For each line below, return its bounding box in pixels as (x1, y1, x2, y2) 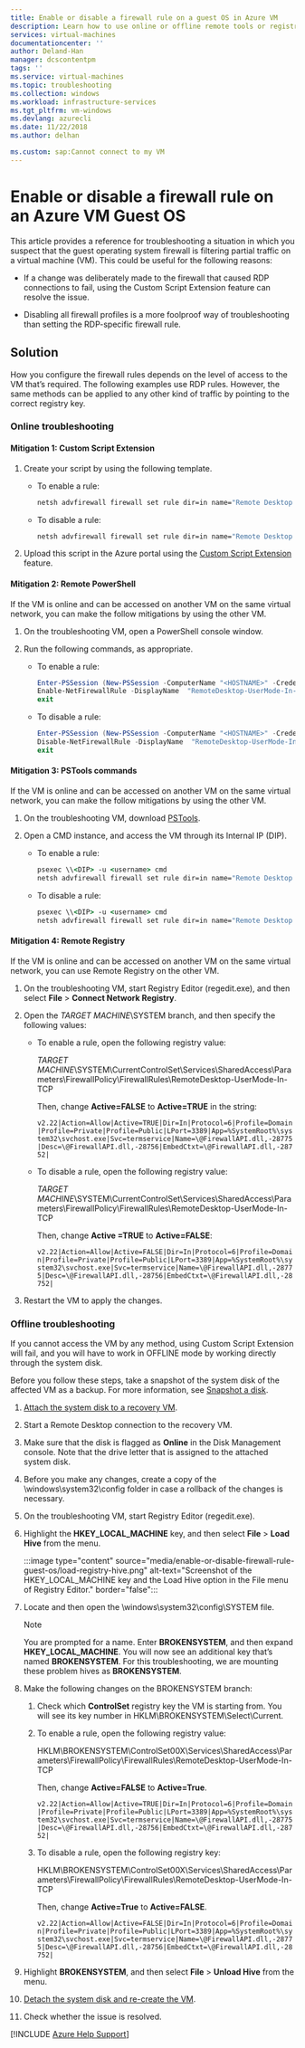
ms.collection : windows (10, 89, 100, 98)
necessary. (23, 1493, 65, 1504)
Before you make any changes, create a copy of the (23, 1474, 217, 1485)
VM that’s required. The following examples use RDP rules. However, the (10, 378, 280, 389)
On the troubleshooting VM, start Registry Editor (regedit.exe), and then (23, 983, 291, 994)
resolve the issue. (23, 291, 90, 302)
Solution (10, 345, 59, 360)
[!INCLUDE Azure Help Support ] (10, 2029, 129, 2040)
